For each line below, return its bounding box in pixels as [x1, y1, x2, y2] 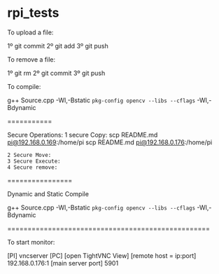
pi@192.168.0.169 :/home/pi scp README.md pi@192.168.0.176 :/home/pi [7, 138, 213, 146]
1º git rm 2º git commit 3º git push [7, 69, 106, 77]
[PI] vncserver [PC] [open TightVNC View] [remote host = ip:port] [7, 251, 197, 260]
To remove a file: [7, 55, 56, 64]
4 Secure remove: [7, 163, 58, 171]
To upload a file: [7, 28, 54, 36]
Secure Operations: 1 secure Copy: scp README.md [7, 130, 158, 139]
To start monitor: [7, 238, 55, 246]
